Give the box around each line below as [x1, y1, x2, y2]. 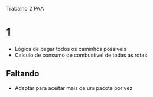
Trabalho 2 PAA [6, 5, 44, 12]
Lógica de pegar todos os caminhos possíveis [14, 45, 127, 52]
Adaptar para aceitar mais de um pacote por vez [14, 84, 133, 91]
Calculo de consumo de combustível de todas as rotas [14, 51, 148, 59]
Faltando [6, 69, 40, 79]
